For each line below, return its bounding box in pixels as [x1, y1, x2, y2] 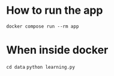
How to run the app [6, 4, 103, 17]
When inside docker [6, 43, 109, 57]
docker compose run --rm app [6, 23, 79, 29]
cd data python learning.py [6, 64, 75, 70]
